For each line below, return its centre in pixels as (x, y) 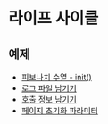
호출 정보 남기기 (49, 99)
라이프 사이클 (54, 18)
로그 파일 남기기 (49, 88)
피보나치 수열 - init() (57, 77)
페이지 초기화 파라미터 (60, 111)
